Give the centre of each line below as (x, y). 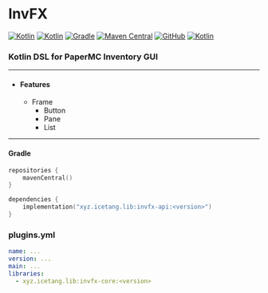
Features (35, 84)
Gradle (20, 153)
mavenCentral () (48, 178)
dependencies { (33, 200)
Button (55, 111)
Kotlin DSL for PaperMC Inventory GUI (83, 57)
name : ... (25, 251)
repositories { (33, 170)
